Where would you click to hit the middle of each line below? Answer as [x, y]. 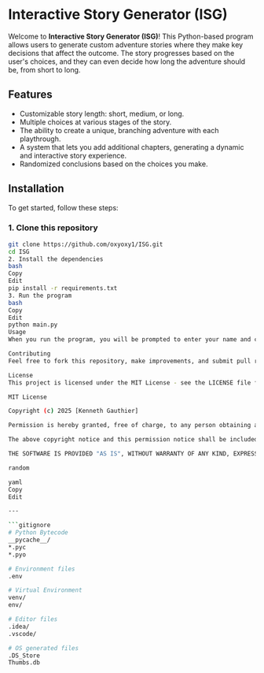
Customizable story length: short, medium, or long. [102, 113]
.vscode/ [22, 634]
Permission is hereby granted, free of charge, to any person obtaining [130, 426]
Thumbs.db [24, 663]
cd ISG [19, 251]
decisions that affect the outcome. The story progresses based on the [121, 53]
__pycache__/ [29, 540]
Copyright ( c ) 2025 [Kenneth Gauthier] [73, 411]
